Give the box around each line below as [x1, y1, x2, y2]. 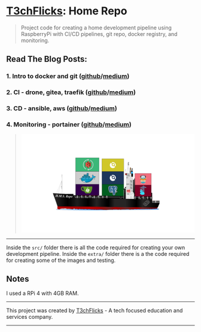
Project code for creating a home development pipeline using [20, 24, 172, 31]
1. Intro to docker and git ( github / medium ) [6, 72, 130, 80]
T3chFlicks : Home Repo [6, 4, 127, 18]
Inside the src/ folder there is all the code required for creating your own [6, 244, 185, 251]
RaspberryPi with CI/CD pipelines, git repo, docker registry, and [20, 30, 178, 37]
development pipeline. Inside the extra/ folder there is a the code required [6, 250, 190, 257]
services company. [6, 313, 53, 321]
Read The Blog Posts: [6, 54, 88, 64]
